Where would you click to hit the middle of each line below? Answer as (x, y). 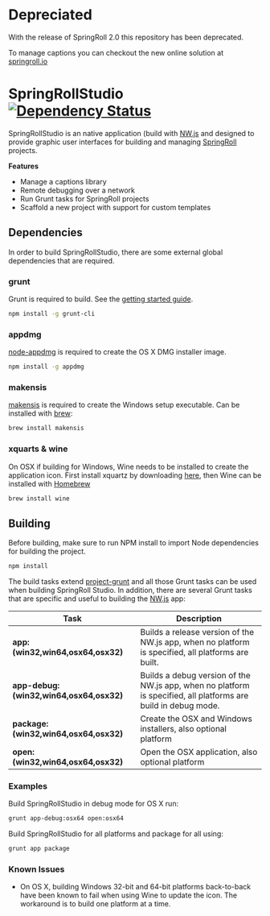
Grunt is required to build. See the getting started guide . (101, 299)
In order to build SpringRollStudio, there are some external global (116, 252)
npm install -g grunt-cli (51, 313)
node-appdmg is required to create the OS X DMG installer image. (117, 352)
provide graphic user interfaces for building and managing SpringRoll (123, 142)
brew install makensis (46, 429)
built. (149, 662)
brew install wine (39, 498)
